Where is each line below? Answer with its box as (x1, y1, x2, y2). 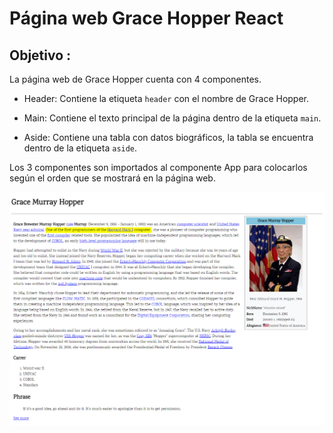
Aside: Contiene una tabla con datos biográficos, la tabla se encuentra (23, 132, 314, 143)
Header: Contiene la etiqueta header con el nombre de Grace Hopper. (23, 93, 310, 104)
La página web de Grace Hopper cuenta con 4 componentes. (9, 73, 262, 85)
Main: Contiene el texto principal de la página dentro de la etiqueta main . (23, 112, 322, 124)
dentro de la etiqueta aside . (23, 142, 138, 154)
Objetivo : (9, 47, 72, 64)
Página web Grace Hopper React (9, 7, 284, 30)
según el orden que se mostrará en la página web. (9, 172, 216, 184)
